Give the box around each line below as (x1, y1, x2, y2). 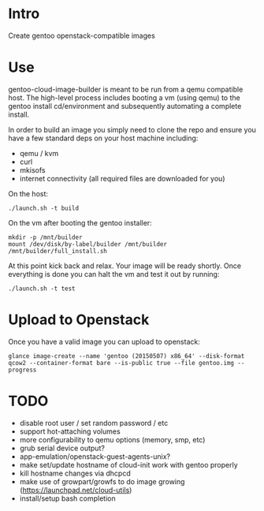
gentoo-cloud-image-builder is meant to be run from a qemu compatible (8, 84, 244, 94)
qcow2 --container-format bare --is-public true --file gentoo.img (8, 359, 235, 367)
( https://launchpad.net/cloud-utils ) (19, 485, 132, 494)
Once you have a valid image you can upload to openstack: (8, 337, 201, 346)
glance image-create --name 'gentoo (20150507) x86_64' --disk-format (8, 352, 245, 360)
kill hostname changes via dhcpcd (19, 468, 132, 478)
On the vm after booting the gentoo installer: (8, 218, 152, 227)
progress (8, 366, 37, 374)
